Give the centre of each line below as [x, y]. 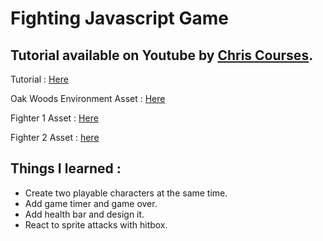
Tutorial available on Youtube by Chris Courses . [162, 55]
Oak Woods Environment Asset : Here [88, 98]
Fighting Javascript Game [119, 18]
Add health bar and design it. [84, 214]
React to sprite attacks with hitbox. [96, 224]
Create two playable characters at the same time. [126, 193]
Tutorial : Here [39, 79]
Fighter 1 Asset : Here [54, 118]
